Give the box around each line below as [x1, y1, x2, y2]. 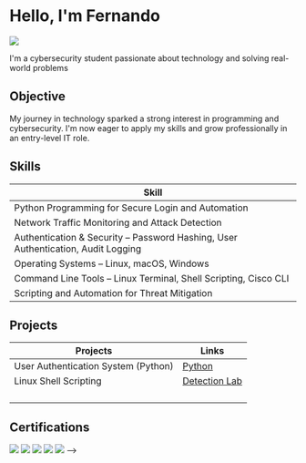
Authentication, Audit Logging [14, 242, 142, 255]
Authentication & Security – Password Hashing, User [14, 231, 239, 243]
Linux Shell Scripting [14, 375, 102, 387]
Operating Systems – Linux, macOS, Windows [14, 257, 209, 270]
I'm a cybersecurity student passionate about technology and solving [9, 52, 270, 64]
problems [32, 62, 68, 73]
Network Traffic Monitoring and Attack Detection [14, 216, 222, 229]
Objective [9, 88, 66, 105]
